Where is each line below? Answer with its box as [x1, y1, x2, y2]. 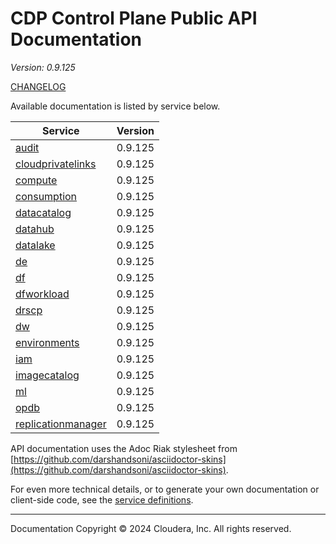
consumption [15, 189, 78, 203]
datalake [15, 238, 56, 252]
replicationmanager [15, 417, 107, 431]
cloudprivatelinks [15, 157, 97, 171]
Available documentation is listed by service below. [10, 100, 221, 112]
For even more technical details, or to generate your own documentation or [10, 483, 320, 495]
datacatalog [15, 205, 72, 219]
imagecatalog [15, 368, 80, 382]
